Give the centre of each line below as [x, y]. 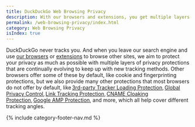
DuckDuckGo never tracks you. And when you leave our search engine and [97, 50]
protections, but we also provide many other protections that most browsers [98, 81]
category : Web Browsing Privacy [45, 28]
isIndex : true [23, 34]
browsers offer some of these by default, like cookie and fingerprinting [91, 75]
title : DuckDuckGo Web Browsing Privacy [56, 11]
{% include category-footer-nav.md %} [53, 118]
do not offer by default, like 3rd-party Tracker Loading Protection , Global [93, 88]
